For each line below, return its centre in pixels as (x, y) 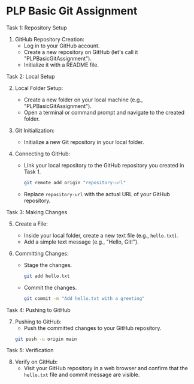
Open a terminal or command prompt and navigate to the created (104, 112)
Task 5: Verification (30, 350)
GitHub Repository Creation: (50, 39)
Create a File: (31, 224)
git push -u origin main (46, 339)
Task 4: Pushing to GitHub (38, 310)
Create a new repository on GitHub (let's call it (81, 52)
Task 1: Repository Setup (37, 28)
